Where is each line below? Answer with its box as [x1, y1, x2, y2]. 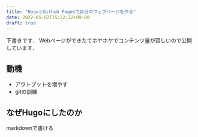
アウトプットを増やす [14, 81, 68, 88]
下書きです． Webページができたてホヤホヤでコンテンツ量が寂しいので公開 [6, 37, 192, 44]
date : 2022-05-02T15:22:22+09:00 [6, 14, 90, 20]
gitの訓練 [14, 88, 38, 96]
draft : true [6, 20, 36, 26]
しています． [6, 44, 38, 51]
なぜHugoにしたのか [6, 107, 82, 117]
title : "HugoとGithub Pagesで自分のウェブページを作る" [6, 8, 136, 15]
